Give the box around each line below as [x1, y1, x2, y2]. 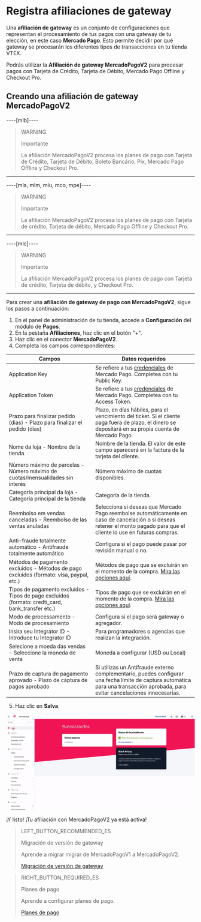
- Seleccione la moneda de [8, 649, 76, 656]
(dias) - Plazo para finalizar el [8, 419, 83, 426]
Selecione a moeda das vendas [8, 642, 86, 650]
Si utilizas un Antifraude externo [95, 663, 174, 671]
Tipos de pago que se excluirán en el [95, 589, 186, 596]
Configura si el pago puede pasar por [95, 540, 187, 547]
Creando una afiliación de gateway [6, 91, 139, 101]
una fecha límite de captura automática [95, 676, 191, 683]
